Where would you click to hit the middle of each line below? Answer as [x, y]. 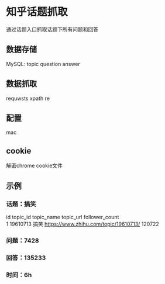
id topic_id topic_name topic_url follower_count [63, 217]
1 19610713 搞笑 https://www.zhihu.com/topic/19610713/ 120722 [82, 224]
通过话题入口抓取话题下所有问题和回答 [52, 29]
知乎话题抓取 [37, 12]
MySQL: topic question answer [43, 64]
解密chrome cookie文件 [35, 166]
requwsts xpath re [28, 98]
